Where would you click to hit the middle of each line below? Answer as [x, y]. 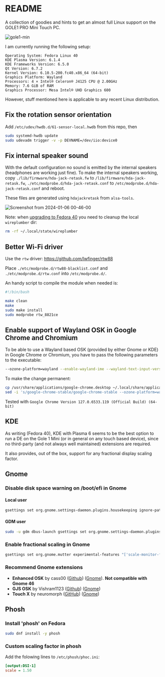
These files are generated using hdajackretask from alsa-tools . [70, 198]
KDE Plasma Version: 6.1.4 [33, 60]
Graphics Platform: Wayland [34, 77]
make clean [16, 301]
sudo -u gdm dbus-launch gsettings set [46, 532]
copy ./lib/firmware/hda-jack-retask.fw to [50, 178]
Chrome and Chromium [41, 338]
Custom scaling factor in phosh [43, 646]
